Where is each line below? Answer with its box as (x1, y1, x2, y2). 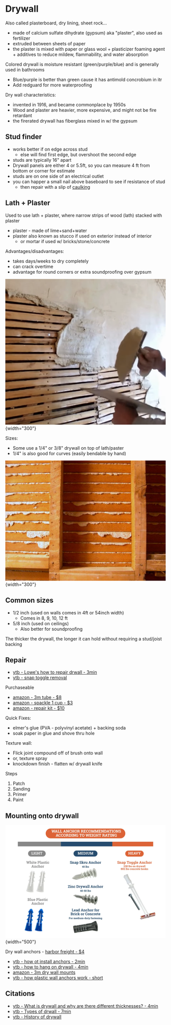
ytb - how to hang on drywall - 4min (12, 964, 89, 970)
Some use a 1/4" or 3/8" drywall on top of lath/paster (12, 445, 124, 451)
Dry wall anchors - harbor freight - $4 (5, 949, 85, 955)
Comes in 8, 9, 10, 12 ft (20, 615, 68, 621)
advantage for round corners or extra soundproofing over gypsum (12, 269, 152, 275)
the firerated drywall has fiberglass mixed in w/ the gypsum (12, 118, 137, 124)
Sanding (12, 786, 31, 792)
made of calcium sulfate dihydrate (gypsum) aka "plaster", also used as (12, 30, 163, 36)
